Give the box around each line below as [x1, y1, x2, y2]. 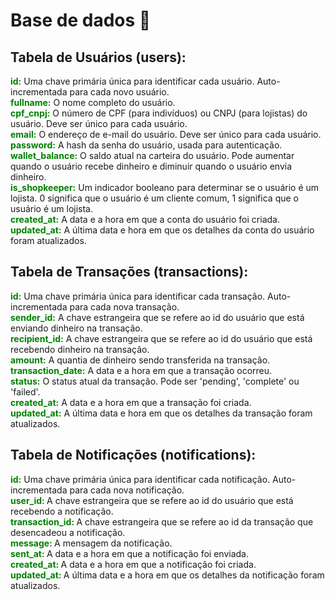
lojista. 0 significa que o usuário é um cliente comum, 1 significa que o [10, 192, 299, 204]
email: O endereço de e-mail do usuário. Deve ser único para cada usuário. [10, 129, 322, 140]
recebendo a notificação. [10, 505, 114, 517]
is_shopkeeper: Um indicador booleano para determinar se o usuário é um [10, 182, 320, 193]
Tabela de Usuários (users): [10, 49, 187, 66]
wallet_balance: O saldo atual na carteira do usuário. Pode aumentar [10, 150, 295, 161]
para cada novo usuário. [69, 86, 170, 98]
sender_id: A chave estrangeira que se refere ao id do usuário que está [10, 311, 305, 323]
